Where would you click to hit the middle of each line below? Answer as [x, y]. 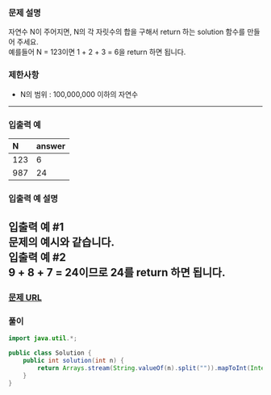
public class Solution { [50, 353]
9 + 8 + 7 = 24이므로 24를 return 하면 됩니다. [117, 273]
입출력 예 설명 [33, 198]
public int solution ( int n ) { [74, 361]
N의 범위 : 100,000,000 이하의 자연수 [79, 94]
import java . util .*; [43, 338]
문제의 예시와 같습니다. [62, 243]
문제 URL [25, 298]
